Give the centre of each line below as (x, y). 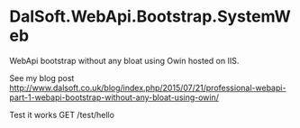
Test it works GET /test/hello (62, 114)
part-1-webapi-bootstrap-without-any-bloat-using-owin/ (114, 97)
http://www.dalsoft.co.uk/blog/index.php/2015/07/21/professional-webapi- (148, 87)
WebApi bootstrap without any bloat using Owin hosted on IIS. (124, 60)
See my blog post (42, 78)
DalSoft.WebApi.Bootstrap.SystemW (150, 17)
